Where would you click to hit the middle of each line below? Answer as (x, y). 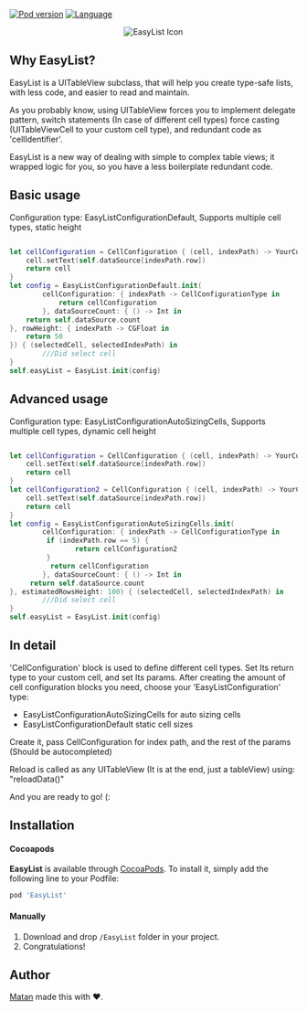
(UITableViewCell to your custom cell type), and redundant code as (136, 129)
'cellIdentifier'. (36, 139)
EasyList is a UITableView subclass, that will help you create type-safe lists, (152, 82)
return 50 (45, 337)
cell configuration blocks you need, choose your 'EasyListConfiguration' (145, 686)
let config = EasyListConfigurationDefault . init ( (106, 286)
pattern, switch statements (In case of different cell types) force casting (145, 120)
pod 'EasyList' (38, 896)
